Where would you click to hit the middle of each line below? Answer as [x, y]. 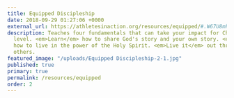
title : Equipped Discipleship [51, 13]
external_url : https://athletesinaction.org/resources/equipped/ [104, 26]
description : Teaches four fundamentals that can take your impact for [113, 33]
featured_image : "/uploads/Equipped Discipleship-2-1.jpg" [95, 59]
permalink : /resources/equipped [54, 78]
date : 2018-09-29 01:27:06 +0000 [56, 20]
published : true [31, 65]
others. [25, 52]
